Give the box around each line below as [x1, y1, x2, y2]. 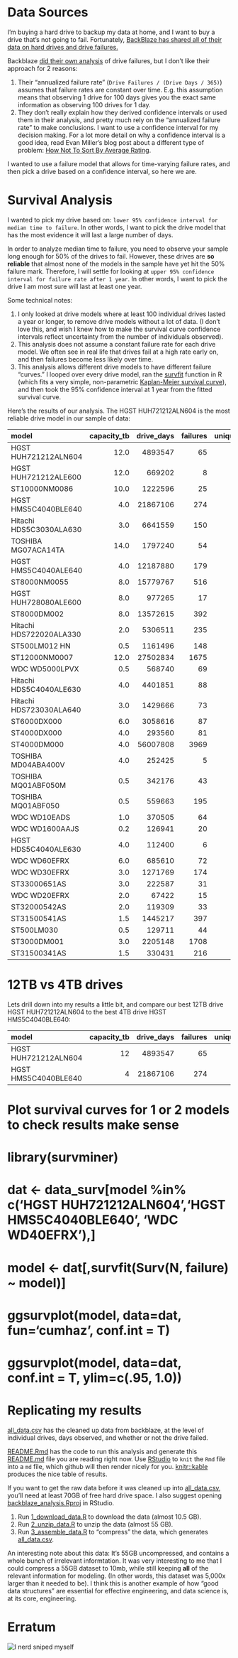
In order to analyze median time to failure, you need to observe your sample [7, 244, 229, 253]
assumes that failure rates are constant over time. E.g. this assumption [17, 85, 223, 94]
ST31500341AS [11, 948, 67, 958]
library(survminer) [7, 1149, 119, 1166]
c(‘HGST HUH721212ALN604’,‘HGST [7, 1197, 226, 1213]
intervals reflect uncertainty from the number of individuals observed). [17, 332, 224, 341]
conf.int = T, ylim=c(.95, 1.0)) [7, 1370, 182, 1386]
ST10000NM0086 [11, 484, 74, 494]
